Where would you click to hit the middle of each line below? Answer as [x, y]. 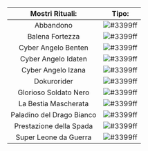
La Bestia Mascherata [54, 104]
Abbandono [53, 25]
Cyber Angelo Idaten [54, 59]
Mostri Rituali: [54, 13]
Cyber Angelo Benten [53, 48]
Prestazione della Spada [54, 126]
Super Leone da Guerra [54, 137]
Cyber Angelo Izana [54, 70]
